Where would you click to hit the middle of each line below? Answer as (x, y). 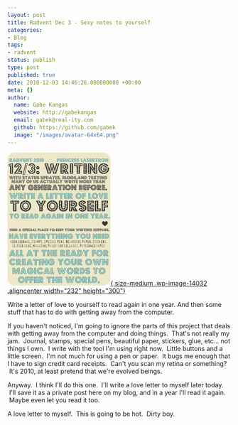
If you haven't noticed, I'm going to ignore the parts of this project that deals (119, 326)
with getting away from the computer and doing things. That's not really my (119, 333)
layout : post (27, 15)
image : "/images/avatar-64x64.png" (66, 135)
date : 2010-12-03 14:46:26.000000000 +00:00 (74, 82)
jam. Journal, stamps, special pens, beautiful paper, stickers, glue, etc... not (119, 340)
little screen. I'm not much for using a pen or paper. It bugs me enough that (119, 356)
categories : (25, 30)
